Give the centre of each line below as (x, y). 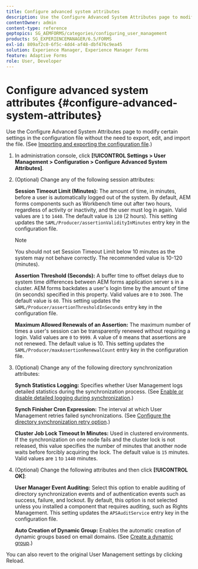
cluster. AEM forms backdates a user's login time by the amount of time (101, 288)
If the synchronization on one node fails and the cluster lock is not (95, 440)
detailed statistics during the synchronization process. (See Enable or (99, 392)
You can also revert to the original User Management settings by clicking (94, 555)
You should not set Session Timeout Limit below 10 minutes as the (95, 252)
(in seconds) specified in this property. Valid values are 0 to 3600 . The (99, 295)
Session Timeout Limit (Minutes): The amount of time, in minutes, (95, 191)
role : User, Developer (34, 61)
